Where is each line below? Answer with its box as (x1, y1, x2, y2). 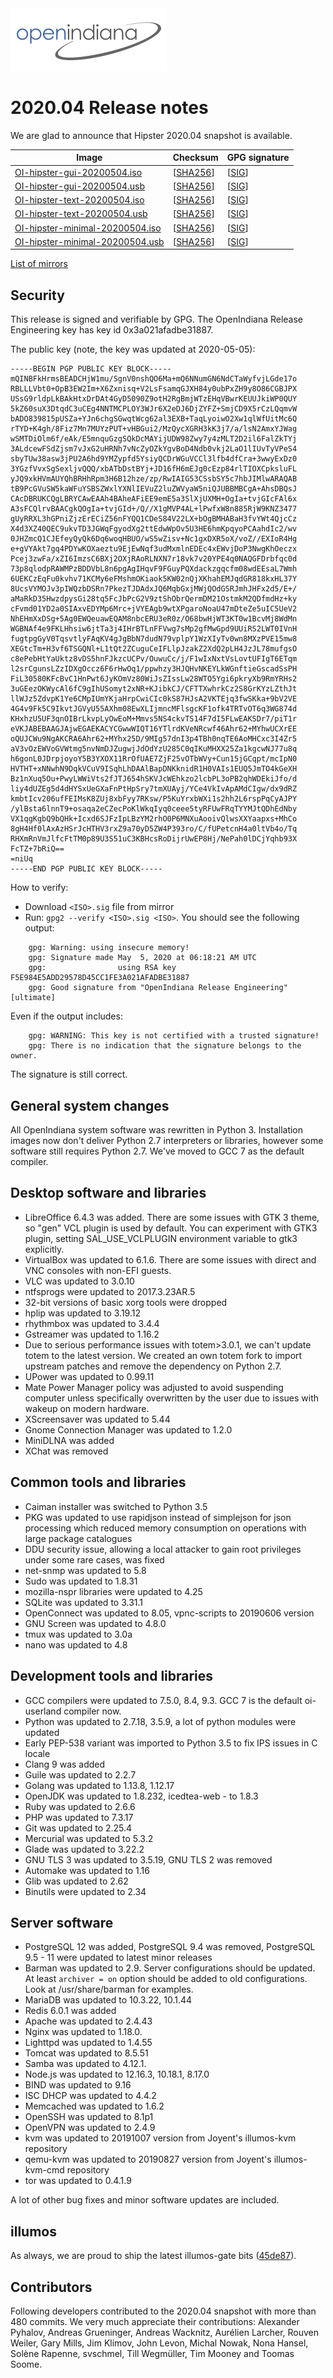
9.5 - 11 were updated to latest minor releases (24, 1952, 213, 1964)
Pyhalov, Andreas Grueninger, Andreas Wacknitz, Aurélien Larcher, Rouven (10, 2326, 320, 2338)
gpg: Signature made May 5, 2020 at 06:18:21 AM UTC (28, 953, 257, 963)
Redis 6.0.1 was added (24, 2005, 117, 2017)
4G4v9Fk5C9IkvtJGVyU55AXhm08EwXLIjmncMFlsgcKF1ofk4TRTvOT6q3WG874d (10, 704, 298, 714)
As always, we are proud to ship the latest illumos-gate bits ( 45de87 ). (10, 2250, 297, 2262)
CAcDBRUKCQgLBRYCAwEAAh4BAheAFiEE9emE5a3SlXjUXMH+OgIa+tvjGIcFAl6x (10, 494, 298, 504)
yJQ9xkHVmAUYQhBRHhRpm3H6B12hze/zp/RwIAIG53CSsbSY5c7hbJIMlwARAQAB (10, 474, 298, 484)
